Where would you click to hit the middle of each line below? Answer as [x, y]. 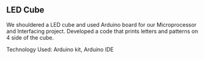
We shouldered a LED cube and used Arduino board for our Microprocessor [101, 24]
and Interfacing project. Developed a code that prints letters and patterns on [102, 31]
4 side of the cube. [30, 37]
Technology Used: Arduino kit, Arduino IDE [60, 49]
